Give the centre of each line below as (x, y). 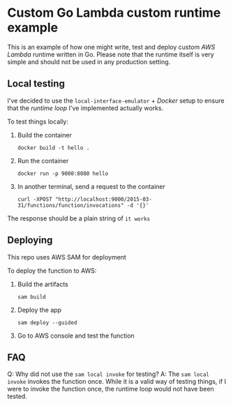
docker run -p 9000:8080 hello (63, 173)
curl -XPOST (35, 199)
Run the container (43, 160)
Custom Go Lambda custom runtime (114, 13)
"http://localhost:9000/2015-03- (103, 199)
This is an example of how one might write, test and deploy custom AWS (111, 47)
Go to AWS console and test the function (76, 336)
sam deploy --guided (47, 322)
